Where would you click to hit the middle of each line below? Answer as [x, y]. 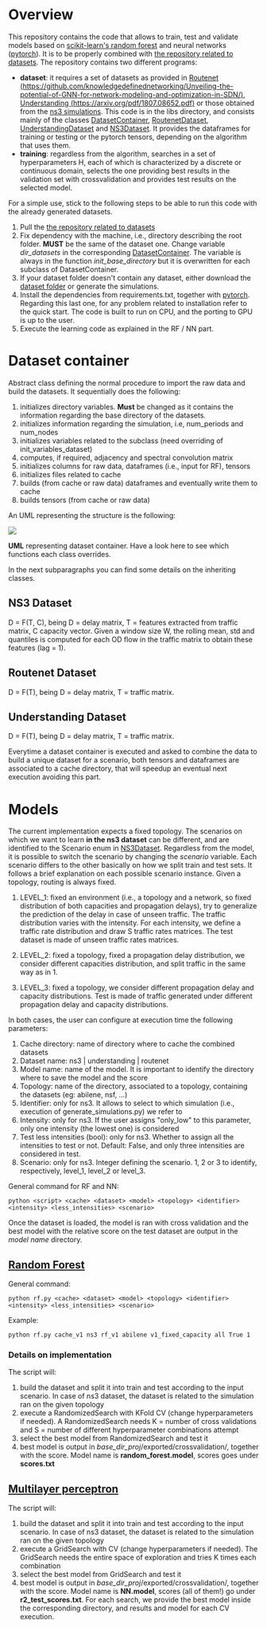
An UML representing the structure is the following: [92, 515]
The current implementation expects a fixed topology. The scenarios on [125, 831]
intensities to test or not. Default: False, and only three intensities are [132, 1146]
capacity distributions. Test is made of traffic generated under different [136, 996]
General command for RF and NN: [64, 1187]
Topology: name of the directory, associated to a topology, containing [133, 1086]
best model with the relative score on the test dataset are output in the [123, 1231]
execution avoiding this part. [55, 777]
